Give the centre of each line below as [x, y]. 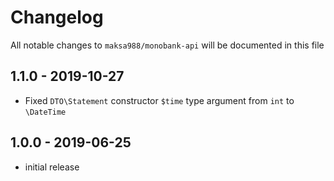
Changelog [57, 17]
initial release [52, 167]
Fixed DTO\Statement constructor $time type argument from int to [159, 100]
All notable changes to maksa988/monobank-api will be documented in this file [167, 45]
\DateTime [45, 112]
